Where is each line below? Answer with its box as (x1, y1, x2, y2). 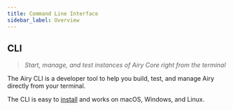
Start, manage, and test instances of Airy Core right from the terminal (24, 61, 226, 70)
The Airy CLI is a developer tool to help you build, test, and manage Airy (7, 74, 215, 83)
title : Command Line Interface (7, 10, 99, 17)
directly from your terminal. (7, 81, 86, 91)
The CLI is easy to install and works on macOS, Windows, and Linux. (7, 95, 205, 104)
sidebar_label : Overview (7, 17, 80, 24)
